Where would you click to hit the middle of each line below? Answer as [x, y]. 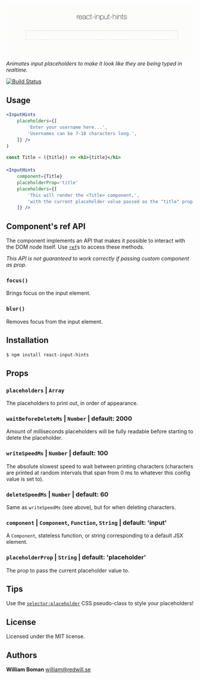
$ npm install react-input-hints [48, 355]
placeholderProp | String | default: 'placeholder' [76, 558]
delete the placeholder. [34, 438]
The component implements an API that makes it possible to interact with [96, 241]
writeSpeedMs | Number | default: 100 [57, 453]
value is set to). [25, 479]
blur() [16, 309]
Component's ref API [46, 226]
